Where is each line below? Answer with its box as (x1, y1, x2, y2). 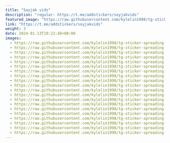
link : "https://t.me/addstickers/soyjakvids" (5, 21, 103, 27)
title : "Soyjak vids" (5, 7, 51, 13)
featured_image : (5, 17, 39, 22)
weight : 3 (5, 26, 26, 31)
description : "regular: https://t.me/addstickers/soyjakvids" (5, 12, 139, 17)
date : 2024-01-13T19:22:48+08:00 (5, 31, 76, 36)
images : (5, 36, 22, 41)
